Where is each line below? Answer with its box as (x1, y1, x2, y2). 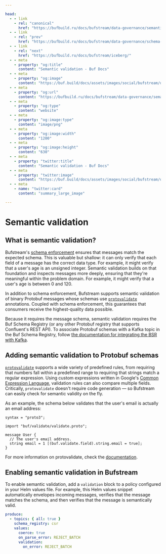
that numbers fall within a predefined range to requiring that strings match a (5, 369, 160, 375)
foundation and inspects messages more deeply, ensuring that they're (5, 270, 148, 276)
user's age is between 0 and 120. (5, 280, 73, 287)
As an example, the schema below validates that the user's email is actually (5, 400, 159, 406)
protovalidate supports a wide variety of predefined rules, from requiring (5, 364, 155, 370)
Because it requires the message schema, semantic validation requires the (5, 316, 157, 322)
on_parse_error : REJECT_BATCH (18, 535, 81, 540)
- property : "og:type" (14, 103, 61, 109)
